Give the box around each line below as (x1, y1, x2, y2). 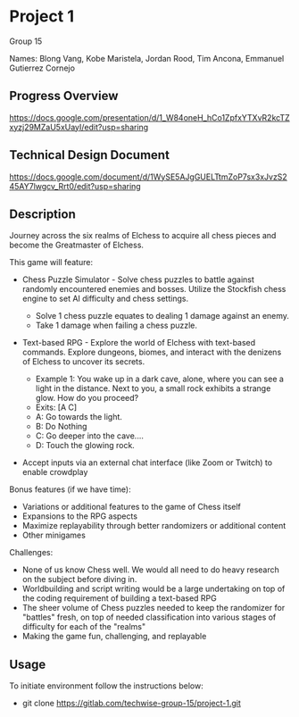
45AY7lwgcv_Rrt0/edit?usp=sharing (9, 180, 141, 191)
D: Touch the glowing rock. (35, 440, 136, 451)
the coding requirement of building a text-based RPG (21, 593, 217, 604)
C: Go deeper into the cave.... (35, 430, 145, 441)
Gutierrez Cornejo (9, 63, 76, 73)
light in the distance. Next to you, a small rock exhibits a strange (35, 383, 271, 394)
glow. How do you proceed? (35, 393, 139, 404)
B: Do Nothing (35, 421, 87, 432)
